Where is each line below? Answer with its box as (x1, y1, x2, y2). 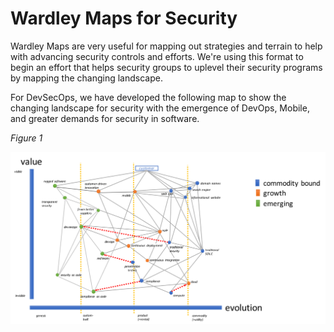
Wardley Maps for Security (10, 7, 238, 30)
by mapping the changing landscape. (10, 72, 163, 84)
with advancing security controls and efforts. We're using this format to (10, 50, 304, 62)
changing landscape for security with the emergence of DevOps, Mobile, (10, 102, 310, 114)
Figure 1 (10, 132, 43, 144)
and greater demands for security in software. (10, 112, 200, 124)
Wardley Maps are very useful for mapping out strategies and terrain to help (10, 40, 323, 52)
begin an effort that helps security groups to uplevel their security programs (10, 61, 323, 73)
